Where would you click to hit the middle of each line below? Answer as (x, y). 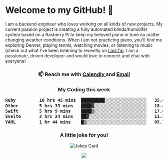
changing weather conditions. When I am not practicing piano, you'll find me (84, 40)
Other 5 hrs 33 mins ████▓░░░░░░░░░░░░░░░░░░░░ (76, 106)
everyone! (15, 61)
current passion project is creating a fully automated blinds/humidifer (76, 29)
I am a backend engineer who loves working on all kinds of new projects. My (84, 24)
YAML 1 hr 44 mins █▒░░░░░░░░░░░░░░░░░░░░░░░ (76, 122)
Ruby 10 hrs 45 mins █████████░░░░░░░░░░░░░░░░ (76, 100)
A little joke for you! (84, 135)
